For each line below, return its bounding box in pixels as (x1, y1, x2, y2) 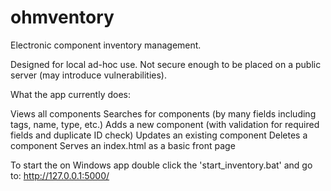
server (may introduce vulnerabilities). (10, 69, 167, 81)
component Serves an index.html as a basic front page (10, 139, 236, 151)
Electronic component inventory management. (10, 39, 202, 51)
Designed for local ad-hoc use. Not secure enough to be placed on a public (10, 58, 322, 70)
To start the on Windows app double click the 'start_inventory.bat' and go (10, 159, 313, 171)
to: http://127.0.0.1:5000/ (10, 169, 110, 181)
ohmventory (10, 6, 115, 29)
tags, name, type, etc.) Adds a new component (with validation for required (10, 118, 320, 130)
